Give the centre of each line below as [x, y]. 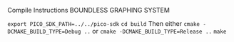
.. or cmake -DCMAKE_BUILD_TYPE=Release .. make [155, 31]
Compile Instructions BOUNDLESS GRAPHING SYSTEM [88, 10]
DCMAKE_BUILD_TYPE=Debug [44, 31]
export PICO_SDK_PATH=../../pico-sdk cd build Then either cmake [103, 23]
